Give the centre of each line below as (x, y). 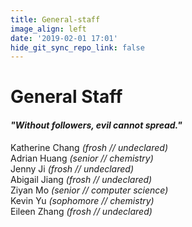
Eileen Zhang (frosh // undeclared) (81, 211)
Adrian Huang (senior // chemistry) (82, 158)
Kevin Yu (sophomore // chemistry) (82, 200)
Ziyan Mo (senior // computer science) (89, 190)
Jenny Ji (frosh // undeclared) (72, 168)
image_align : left (48, 29)
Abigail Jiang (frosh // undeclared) (81, 179)
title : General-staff (55, 19)
